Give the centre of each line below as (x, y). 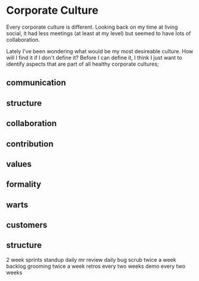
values (19, 164)
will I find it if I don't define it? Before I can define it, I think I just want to (94, 57)
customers (27, 225)
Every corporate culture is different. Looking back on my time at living (92, 27)
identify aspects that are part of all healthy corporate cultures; (83, 64)
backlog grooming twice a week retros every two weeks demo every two (96, 266)
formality (24, 184)
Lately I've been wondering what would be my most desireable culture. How (100, 51)
